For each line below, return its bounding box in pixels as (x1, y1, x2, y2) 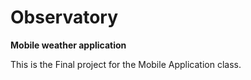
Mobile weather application (10, 39, 127, 51)
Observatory (10, 6, 119, 29)
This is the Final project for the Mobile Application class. (10, 58, 242, 70)
